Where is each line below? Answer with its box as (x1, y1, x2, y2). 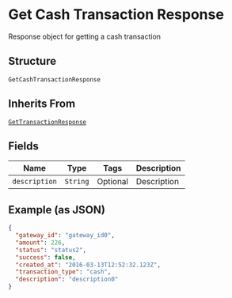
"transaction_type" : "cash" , (15, 268, 112, 276)
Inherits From (8, 97, 76, 111)
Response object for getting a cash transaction (8, 32, 161, 41)
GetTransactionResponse (8, 118, 87, 126)
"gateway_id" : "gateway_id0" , (15, 232, 115, 240)
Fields (8, 139, 40, 153)
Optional (97, 176, 129, 187)
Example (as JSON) (8, 203, 105, 217)
